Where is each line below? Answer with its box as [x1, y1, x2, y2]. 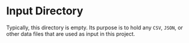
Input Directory [6, 4, 83, 18]
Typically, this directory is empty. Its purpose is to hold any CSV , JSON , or [6, 24, 183, 31]
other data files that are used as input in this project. [6, 30, 136, 37]
